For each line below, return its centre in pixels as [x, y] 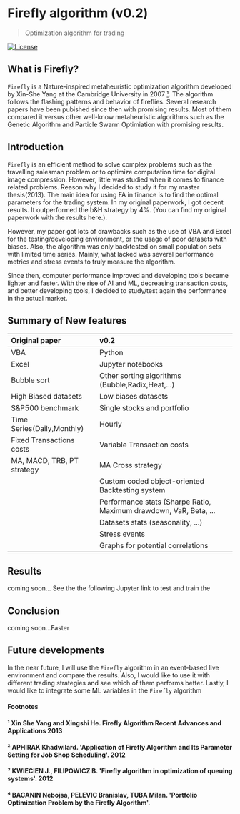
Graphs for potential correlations [154, 546]
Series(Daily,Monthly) [47, 429]
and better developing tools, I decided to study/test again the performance [117, 290]
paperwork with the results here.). [57, 217]
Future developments [56, 651]
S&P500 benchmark [45, 408]
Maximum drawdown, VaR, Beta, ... [157, 511]
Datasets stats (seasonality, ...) [151, 522]
